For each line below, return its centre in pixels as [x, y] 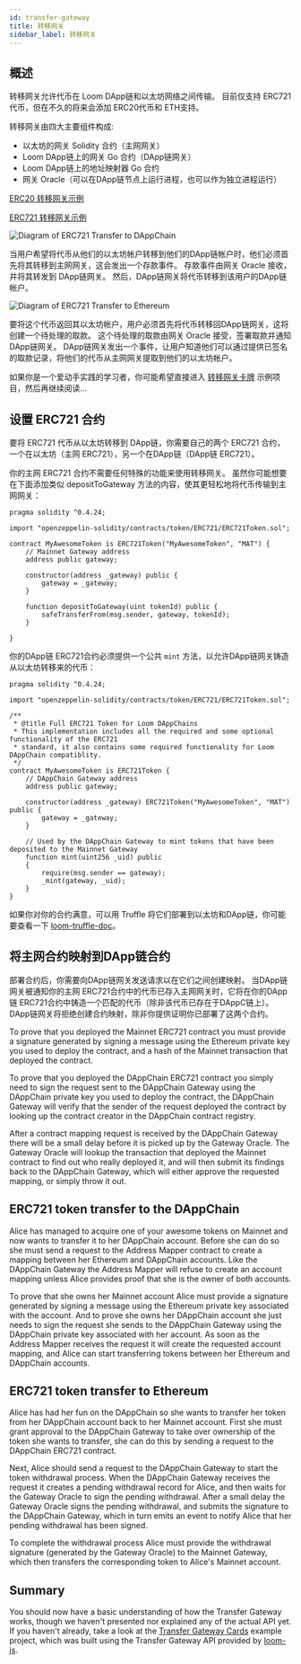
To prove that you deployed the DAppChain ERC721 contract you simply [142, 1077]
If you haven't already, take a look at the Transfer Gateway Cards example [146, 1631]
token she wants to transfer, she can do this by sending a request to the [142, 1441]
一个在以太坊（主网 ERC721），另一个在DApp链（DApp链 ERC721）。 [134, 454]
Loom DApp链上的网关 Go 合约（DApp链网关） [109, 157]
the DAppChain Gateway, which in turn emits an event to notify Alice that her [150, 1516]
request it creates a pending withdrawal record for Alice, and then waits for [148, 1487]
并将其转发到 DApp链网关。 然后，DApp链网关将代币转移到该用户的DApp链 [148, 277]
